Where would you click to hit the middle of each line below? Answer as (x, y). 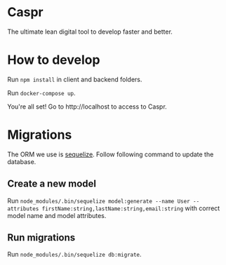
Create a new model (52, 184)
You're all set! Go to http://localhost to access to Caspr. (87, 107)
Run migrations (41, 238)
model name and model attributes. (57, 215)
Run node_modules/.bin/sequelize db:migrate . (74, 254)
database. (22, 161)
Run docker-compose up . (41, 93)
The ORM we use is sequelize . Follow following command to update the (111, 154)
